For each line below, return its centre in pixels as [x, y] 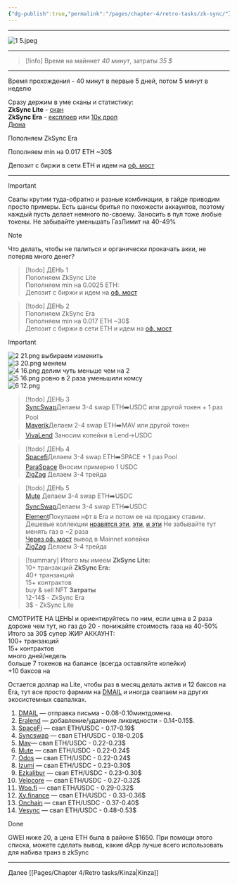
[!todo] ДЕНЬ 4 [47, 449]
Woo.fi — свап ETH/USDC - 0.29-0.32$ [76, 788]
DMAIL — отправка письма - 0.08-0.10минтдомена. [95, 713]
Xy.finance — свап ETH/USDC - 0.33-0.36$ [82, 795]
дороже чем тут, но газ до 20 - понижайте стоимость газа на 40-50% [113, 626]
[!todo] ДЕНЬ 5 [47, 488]
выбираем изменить [72, 355]
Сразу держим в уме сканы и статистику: [71, 102]
